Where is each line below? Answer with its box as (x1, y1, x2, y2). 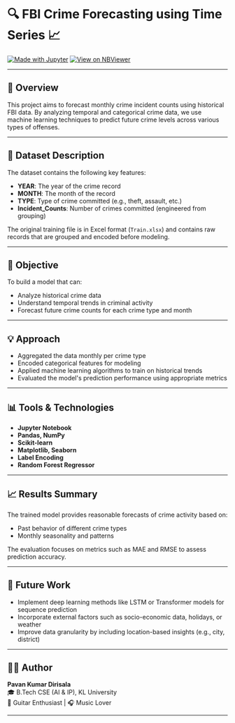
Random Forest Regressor (17, 461, 95, 469)
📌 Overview (7, 82, 59, 94)
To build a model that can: (7, 278, 83, 286)
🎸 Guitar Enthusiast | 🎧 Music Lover (7, 699, 112, 707)
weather (17, 620, 42, 629)
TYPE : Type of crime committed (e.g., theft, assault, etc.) (17, 196, 183, 205)
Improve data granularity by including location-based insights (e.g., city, (17, 627, 225, 636)
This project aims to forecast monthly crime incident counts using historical (7, 100, 225, 109)
